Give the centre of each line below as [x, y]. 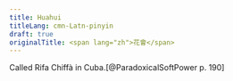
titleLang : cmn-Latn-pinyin [62, 26]
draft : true [31, 34]
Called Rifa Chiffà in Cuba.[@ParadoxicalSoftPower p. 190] [117, 68]
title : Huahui [36, 17]
